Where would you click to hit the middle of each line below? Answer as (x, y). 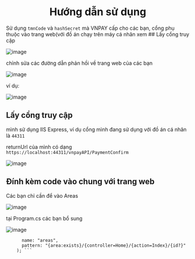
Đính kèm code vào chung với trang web (80, 182)
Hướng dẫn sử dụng (98, 12)
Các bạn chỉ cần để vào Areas (42, 195)
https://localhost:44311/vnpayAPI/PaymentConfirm (68, 152)
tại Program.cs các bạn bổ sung (44, 218)
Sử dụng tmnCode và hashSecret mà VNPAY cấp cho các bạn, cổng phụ (90, 28)
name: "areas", (40, 240)
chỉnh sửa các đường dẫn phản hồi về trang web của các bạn (79, 63)
